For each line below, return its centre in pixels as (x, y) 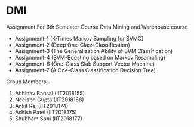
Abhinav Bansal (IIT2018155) (50, 93)
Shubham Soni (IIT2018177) (48, 118)
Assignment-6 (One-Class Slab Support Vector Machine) (85, 64)
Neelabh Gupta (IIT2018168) (49, 100)
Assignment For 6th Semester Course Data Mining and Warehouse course (97, 27)
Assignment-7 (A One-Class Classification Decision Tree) (85, 70)
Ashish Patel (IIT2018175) (46, 112)
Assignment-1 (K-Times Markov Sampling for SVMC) (79, 38)
